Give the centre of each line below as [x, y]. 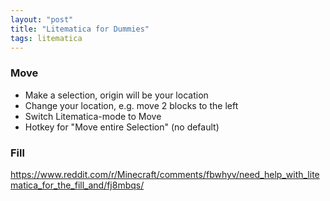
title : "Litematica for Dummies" [80, 29]
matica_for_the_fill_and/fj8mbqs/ [77, 185]
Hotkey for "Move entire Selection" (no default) [122, 127]
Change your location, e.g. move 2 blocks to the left [131, 105]
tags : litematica [46, 38]
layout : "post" [42, 19]
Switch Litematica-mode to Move [93, 116]
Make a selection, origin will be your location [116, 95]
